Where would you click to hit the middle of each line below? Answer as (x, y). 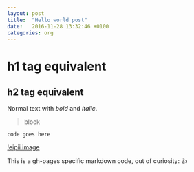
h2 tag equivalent (45, 92)
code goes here (29, 135)
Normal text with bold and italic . (52, 109)
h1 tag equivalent (57, 67)
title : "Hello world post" (47, 20)
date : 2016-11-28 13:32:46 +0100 (58, 26)
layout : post (26, 13)
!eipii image (23, 147)
